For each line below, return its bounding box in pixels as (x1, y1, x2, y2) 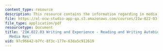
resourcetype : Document (5, 25, 53, 30)
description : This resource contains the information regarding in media (5, 12, 158, 17)
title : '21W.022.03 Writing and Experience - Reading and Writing (5, 30, 142, 34)
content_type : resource (5, 7, 53, 12)
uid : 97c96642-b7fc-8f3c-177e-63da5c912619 (5, 39, 95, 44)
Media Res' (9, 34, 32, 39)
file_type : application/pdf (5, 20, 62, 26)
